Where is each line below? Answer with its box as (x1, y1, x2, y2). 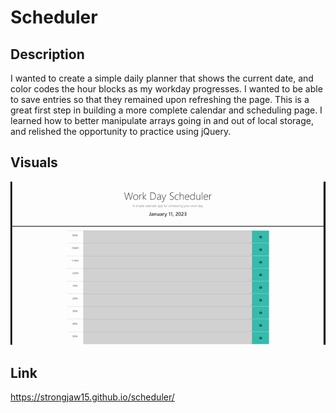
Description (10, 46, 85, 63)
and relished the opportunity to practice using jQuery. (10, 126, 232, 137)
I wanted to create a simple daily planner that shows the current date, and (10, 72, 314, 84)
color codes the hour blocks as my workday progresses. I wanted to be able (10, 83, 323, 95)
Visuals (10, 154, 58, 171)
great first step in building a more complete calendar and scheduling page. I (10, 104, 323, 116)
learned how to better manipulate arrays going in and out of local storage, (10, 115, 314, 126)
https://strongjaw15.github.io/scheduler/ (10, 391, 175, 403)
